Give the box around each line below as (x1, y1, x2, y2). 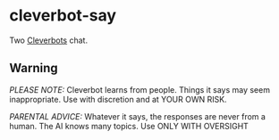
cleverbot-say (9, 5, 117, 26)
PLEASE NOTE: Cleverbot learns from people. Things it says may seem (9, 84, 271, 95)
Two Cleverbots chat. (9, 35, 88, 45)
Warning (9, 61, 58, 76)
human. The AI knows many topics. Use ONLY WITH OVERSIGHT (9, 120, 249, 131)
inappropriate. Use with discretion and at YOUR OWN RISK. (9, 94, 227, 104)
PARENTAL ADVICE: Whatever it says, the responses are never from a (9, 111, 266, 121)
